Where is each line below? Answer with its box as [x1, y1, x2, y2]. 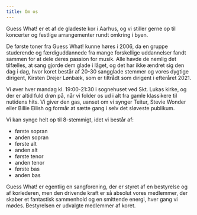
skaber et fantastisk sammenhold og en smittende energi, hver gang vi [6, 195, 178, 203]
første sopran [14, 127, 48, 134]
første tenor [14, 152, 44, 160]
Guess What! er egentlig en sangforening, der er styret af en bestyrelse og [6, 183, 188, 190]
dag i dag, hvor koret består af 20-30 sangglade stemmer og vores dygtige [6, 68, 189, 75]
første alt [14, 140, 37, 147]
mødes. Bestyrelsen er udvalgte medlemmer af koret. [6, 202, 136, 209]
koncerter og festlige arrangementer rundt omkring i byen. [6, 31, 148, 38]
